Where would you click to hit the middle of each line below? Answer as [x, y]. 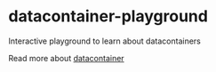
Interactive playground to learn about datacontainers [104, 41]
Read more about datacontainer [67, 58]
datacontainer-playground [108, 16]
